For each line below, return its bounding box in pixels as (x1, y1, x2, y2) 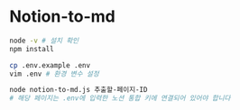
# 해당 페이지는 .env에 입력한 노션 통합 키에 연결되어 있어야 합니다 (9, 94, 231, 103)
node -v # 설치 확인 (9, 36, 79, 45)
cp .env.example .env (9, 60, 91, 69)
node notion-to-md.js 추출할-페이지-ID (9, 86, 148, 95)
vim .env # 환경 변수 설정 (9, 69, 99, 78)
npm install (9, 44, 54, 53)
